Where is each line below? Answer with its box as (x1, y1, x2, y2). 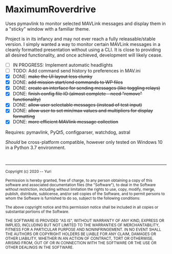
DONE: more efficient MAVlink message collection (12, 119, 119, 125)
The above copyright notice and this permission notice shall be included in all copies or (5, 205, 159, 210)
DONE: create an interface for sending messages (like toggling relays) (12, 85, 160, 91)
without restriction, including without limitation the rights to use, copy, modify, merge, (5, 187, 156, 192)
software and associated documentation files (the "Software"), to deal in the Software (5, 182, 156, 187)
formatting (12, 113, 35, 119)
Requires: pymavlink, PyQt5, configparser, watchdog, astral (5, 129, 131, 135)
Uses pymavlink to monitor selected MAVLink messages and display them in (5, 20, 166, 27)
